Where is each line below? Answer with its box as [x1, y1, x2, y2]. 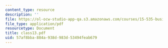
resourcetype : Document [5, 26, 55, 31]
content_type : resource [5, 7, 55, 12]
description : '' [5, 12, 39, 17]
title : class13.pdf [5, 30, 46, 35]
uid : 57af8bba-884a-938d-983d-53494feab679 [5, 35, 97, 40]
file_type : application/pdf [5, 21, 64, 26]
